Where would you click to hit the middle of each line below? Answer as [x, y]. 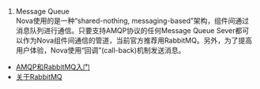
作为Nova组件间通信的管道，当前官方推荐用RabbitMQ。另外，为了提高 [138, 40]
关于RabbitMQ [39, 77]
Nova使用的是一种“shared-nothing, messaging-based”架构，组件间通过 [132, 20]
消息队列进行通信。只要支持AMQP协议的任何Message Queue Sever [125, 30]
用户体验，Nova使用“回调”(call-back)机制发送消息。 [100, 50]
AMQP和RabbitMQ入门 [53, 67]
